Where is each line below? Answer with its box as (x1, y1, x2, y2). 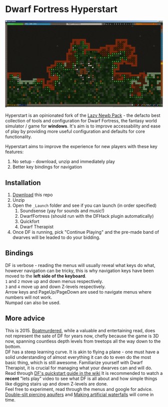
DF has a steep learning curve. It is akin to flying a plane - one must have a (5, 349, 159, 355)
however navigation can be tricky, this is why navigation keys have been (5, 267, 154, 274)
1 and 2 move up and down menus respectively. (5, 278, 103, 284)
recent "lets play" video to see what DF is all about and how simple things (5, 375, 157, 381)
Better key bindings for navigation (12, 164, 82, 170)
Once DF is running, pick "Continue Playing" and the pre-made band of (12, 229, 159, 235)
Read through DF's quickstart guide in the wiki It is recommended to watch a (5, 370, 163, 376)
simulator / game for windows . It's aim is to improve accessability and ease (5, 123, 161, 129)
